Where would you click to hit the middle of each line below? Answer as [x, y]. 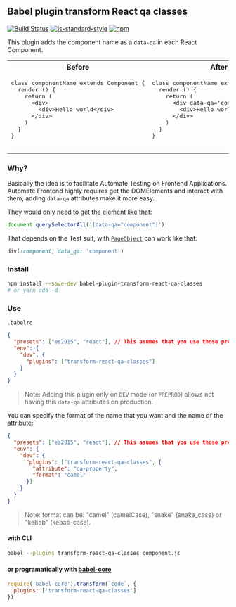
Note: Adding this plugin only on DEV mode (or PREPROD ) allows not [119, 395]
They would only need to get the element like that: [80, 212]
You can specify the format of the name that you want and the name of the [115, 416]
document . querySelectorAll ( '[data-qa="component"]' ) [86, 225]
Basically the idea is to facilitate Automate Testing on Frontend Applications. [117, 184]
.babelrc [20, 323]
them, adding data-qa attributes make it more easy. [81, 198]
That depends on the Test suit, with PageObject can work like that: [103, 238]
